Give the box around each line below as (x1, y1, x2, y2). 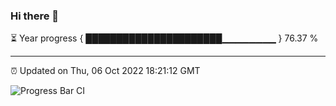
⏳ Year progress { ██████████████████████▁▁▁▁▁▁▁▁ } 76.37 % (10, 32, 319, 44)
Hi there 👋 (10, 9, 60, 23)
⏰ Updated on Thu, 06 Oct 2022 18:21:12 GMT (10, 65, 201, 77)
